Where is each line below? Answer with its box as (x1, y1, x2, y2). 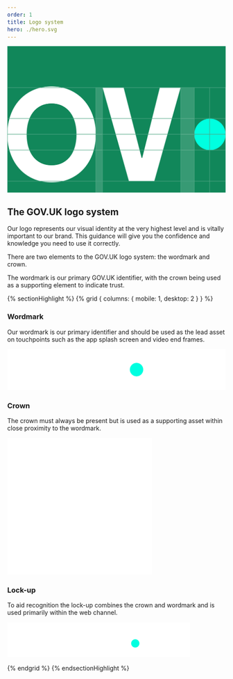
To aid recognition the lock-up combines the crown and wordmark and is (7, 601, 215, 609)
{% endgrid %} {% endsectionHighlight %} (7, 664, 130, 673)
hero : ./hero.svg (7, 26, 58, 33)
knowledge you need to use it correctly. (7, 239, 121, 248)
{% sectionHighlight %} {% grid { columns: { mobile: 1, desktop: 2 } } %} (7, 294, 214, 303)
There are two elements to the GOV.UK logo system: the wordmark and (7, 253, 210, 261)
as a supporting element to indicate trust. (7, 281, 125, 289)
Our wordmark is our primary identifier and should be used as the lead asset (7, 328, 225, 336)
